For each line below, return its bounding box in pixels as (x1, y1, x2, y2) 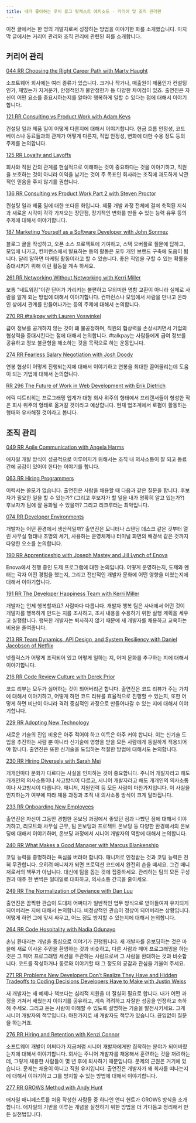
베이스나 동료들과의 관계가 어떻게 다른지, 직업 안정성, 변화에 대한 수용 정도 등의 (6, 132, 185, 139)
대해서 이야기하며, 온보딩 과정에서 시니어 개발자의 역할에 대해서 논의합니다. (16, 830, 187, 837)
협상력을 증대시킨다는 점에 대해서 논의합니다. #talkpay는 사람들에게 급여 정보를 (6, 332, 186, 339)
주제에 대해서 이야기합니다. (6, 217, 67, 224)
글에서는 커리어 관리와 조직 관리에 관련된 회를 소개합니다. (12, 33, 142, 40)
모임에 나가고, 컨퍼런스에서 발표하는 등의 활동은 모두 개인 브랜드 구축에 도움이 (6, 248, 183, 255)
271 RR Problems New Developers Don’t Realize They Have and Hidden (6, 972, 177, 979)
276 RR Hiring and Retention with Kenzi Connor (6, 1031, 120, 1038)
